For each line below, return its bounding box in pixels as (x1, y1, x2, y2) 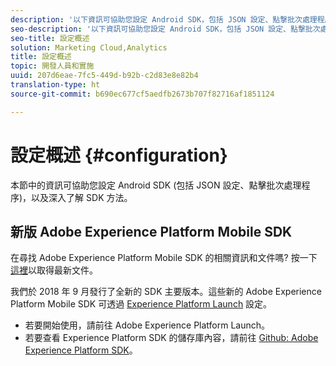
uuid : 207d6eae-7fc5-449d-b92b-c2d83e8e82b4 (10, 71, 199, 81)
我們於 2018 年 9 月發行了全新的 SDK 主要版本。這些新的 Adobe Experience (10, 286, 322, 298)
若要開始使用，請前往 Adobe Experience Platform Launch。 (24, 319, 271, 331)
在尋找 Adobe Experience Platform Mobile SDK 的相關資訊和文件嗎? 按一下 (10, 252, 318, 264)
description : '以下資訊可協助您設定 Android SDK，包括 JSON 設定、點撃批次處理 (10, 14, 318, 25)
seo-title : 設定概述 (10, 33, 90, 43)
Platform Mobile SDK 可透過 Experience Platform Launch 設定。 (10, 298, 273, 310)
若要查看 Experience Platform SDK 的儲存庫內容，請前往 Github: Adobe (24, 332, 319, 344)
